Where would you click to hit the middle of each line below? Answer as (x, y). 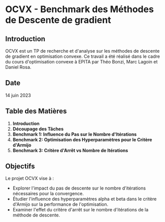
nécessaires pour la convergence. (48, 194)
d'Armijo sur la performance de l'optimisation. (60, 204)
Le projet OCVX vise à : (30, 178)
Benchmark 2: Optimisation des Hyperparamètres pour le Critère (82, 139)
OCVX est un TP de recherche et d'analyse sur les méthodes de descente (82, 51)
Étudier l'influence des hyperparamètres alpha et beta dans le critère (85, 199)
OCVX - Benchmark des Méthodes (79, 9)
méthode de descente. (36, 215)
